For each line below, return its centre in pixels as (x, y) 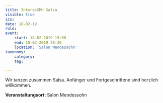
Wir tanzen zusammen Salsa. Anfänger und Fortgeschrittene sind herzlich (82, 80)
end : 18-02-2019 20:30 (38, 43)
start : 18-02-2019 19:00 (40, 38)
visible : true (20, 15)
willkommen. (18, 85)
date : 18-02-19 (21, 24)
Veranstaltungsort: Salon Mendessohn (46, 95)
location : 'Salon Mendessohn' (46, 47)
